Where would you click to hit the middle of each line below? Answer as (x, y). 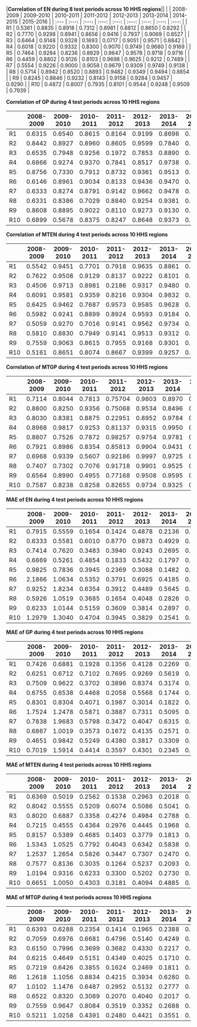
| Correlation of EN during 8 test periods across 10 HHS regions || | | (89, 9)
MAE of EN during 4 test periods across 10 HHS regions (75, 500)
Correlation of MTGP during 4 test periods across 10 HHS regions (87, 367)
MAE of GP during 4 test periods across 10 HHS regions (75, 632)
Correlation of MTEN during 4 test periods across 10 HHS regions (87, 235)
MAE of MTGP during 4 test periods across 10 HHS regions (79, 897)
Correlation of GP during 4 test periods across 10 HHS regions (83, 102)
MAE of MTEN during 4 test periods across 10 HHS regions (79, 765)
